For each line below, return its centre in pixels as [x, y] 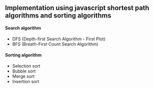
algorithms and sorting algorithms [58, 16]
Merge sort [23, 76]
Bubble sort [24, 71]
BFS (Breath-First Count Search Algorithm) [55, 44]
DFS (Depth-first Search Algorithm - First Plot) [59, 39]
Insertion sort [26, 81]
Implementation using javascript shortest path [77, 8]
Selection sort [26, 66]
